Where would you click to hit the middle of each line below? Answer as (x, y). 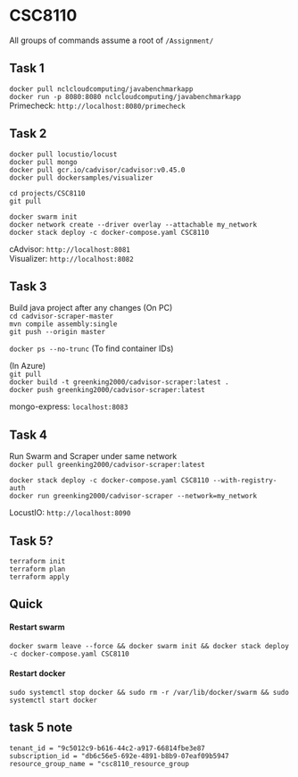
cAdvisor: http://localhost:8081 (70, 249)
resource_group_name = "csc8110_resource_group (99, 764)
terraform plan (37, 569)
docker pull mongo (43, 162)
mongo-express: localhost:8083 (69, 406)
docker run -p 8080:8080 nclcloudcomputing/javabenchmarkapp (125, 96)
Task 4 (28, 434)
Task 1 (27, 68)
